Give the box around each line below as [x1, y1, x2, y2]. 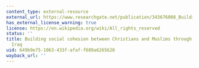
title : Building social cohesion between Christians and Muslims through [6, 36, 192, 42]
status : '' [6, 31, 33, 37]
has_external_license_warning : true [6, 20, 97, 25]
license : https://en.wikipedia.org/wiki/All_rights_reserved [6, 25, 161, 31]
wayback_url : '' [6, 53, 46, 59]
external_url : [6, 14, 41, 20]
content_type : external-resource [6, 8, 89, 15]
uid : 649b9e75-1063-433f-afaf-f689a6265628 [6, 47, 115, 53]
